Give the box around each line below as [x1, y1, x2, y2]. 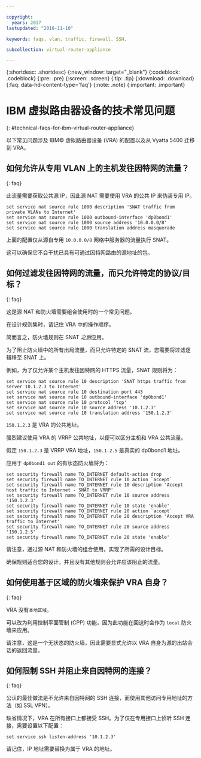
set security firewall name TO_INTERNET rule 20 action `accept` [6, 508, 172, 514]
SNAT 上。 [23, 354, 50, 361]
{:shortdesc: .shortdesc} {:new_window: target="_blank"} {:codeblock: [6, 68, 181, 76]
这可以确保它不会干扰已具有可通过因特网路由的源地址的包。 [6, 249, 153, 256]
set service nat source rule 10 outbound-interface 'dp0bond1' [6, 394, 167, 400]
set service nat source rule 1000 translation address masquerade [6, 225, 175, 231]
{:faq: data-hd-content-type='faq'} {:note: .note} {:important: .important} [6, 81, 185, 89]
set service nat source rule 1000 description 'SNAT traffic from [6, 204, 175, 210]
